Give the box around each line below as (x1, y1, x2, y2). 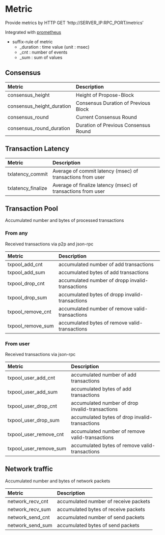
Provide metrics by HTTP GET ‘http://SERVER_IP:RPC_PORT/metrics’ (5, 20, 144, 26)
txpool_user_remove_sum (7, 445, 66, 452)
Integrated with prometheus (5, 29, 61, 35)
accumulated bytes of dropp (58, 291, 124, 298)
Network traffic (5, 465, 53, 473)
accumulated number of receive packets (57, 498, 151, 505)
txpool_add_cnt (7, 261, 43, 267)
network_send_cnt (7, 514, 50, 521)
